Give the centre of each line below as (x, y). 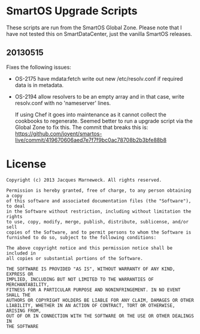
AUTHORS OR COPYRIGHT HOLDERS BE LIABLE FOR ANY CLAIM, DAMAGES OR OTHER (100, 300)
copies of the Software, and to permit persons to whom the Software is (99, 232)
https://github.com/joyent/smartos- (58, 133)
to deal (16, 206)
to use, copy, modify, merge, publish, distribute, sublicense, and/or (97, 222)
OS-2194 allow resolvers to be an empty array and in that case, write (99, 96)
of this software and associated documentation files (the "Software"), (99, 201)
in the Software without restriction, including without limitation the (99, 211)
